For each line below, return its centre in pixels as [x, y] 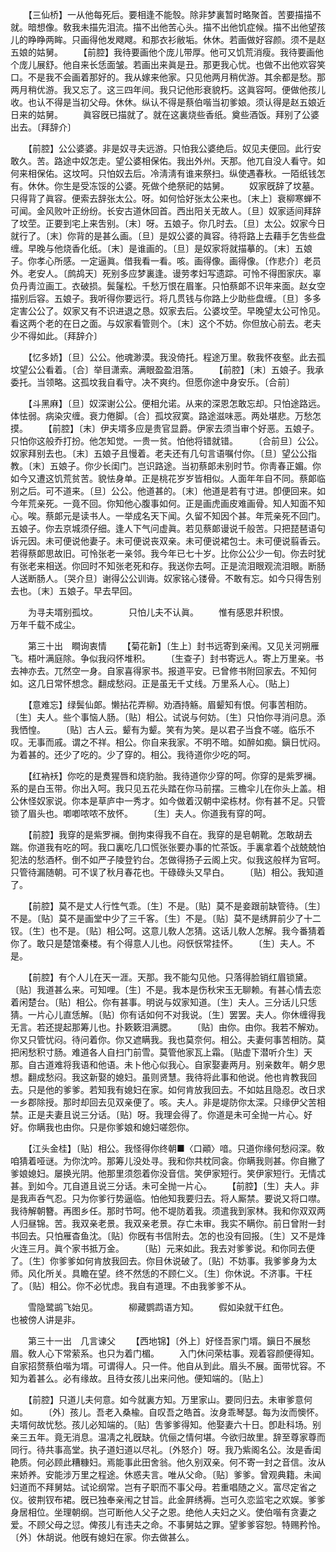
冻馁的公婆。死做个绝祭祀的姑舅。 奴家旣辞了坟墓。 [204, 186]
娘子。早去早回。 [102, 591]
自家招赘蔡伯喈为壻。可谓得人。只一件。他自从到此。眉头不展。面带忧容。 [163, 1366]
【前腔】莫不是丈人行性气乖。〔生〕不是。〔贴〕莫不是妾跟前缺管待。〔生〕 [176, 906]
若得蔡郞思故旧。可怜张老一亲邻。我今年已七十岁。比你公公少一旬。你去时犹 [168, 553]
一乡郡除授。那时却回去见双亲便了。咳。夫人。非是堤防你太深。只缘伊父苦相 [168, 1102]
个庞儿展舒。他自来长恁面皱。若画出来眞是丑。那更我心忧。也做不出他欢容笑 [168, 64]
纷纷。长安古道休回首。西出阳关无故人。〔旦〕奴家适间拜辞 [200, 211]
